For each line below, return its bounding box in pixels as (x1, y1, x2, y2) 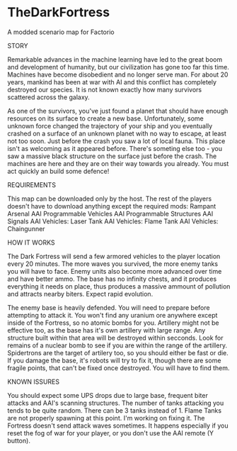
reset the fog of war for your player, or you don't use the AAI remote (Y (7, 428, 214, 437)
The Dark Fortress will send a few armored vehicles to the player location (7, 252, 221, 260)
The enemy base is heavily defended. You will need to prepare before (7, 303, 210, 312)
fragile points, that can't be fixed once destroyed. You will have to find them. (7, 363, 230, 372)
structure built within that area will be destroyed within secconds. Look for (7, 333, 224, 342)
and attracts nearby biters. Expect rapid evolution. (7, 289, 154, 298)
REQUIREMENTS (7, 180, 57, 189)
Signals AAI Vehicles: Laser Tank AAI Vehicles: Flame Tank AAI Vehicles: (7, 217, 219, 225)
